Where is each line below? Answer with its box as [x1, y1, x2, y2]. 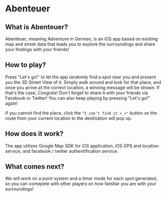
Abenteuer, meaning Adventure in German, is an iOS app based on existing [5, 36, 158, 42]
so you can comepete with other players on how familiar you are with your [5, 181, 157, 187]
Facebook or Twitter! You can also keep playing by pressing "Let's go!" [5, 95, 150, 101]
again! [5, 100, 18, 106]
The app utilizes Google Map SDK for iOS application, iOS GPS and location [5, 142, 159, 149]
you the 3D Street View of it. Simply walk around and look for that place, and [5, 79, 161, 85]
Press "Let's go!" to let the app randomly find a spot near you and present [5, 74, 156, 80]
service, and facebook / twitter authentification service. [5, 148, 119, 154]
